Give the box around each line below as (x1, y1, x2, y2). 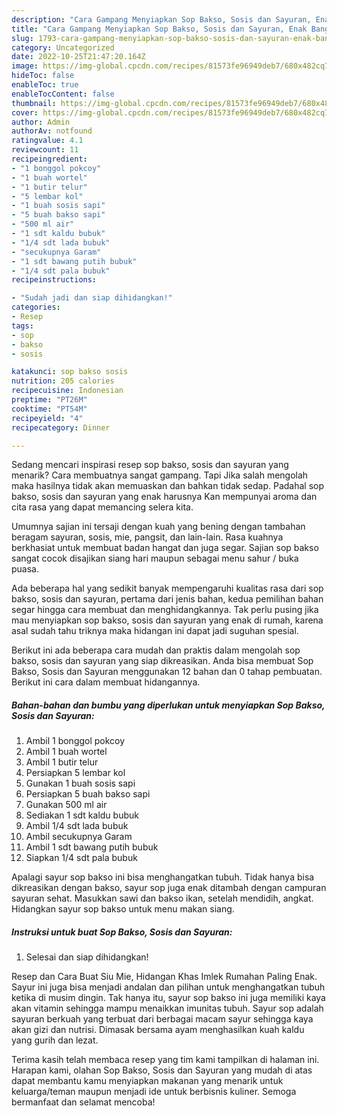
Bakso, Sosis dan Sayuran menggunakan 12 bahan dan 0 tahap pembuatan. (11, 666, 323, 678)
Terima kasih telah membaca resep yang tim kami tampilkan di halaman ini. (11, 1054, 320, 1066)
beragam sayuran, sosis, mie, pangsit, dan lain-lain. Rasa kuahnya (11, 531, 284, 543)
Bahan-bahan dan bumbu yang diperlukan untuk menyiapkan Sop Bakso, (11, 699, 326, 711)
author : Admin (11, 117, 71, 127)
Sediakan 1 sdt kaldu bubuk (25, 809, 139, 821)
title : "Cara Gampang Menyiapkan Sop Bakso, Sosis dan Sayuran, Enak (11, 24, 308, 34)
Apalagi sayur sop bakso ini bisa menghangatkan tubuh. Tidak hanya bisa (11, 871, 315, 883)
